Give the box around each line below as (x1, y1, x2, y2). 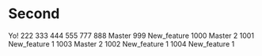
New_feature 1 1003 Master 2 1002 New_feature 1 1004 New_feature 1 (8, 39, 235, 48)
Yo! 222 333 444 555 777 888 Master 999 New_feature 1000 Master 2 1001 (8, 31, 255, 40)
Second (8, 5, 60, 23)
